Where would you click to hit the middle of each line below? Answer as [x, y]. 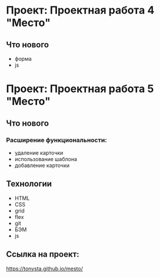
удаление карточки [39, 153]
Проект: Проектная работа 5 [80, 89]
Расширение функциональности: [56, 140]
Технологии [29, 184]
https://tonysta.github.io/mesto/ [45, 269]
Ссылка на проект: [43, 254]
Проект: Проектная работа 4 [80, 10]
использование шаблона [46, 159]
